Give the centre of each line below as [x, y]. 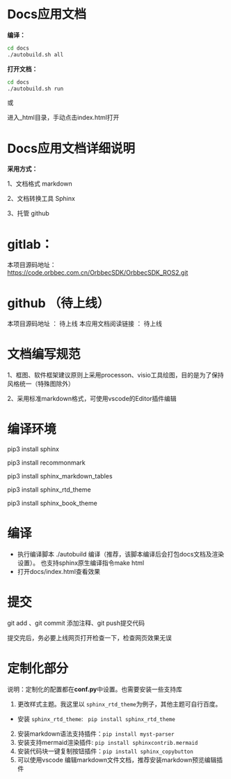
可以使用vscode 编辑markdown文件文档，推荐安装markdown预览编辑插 [120, 759]
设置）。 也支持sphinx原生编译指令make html [81, 563]
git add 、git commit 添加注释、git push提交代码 [76, 623]
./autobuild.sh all [35, 54]
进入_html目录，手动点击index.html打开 [63, 118]
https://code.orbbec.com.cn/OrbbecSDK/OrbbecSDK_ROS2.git [98, 273]
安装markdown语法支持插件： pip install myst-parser [96, 734]
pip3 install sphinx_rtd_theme [49, 490]
